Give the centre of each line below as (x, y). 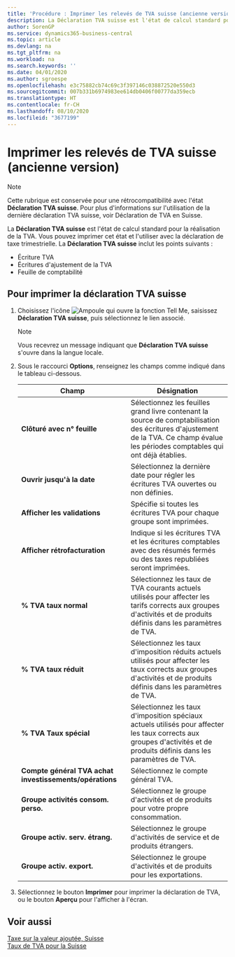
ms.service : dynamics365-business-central (70, 33)
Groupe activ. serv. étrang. (66, 837)
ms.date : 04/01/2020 (37, 72)
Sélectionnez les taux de (171, 579)
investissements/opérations (69, 779)
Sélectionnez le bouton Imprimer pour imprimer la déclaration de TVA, (119, 892)
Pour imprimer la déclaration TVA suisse (97, 293)
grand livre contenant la (169, 411)
